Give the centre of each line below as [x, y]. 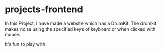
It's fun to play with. [26, 44]
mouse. [13, 34]
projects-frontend [44, 9]
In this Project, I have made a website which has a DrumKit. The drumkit [81, 23]
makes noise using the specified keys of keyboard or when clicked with [80, 29]
